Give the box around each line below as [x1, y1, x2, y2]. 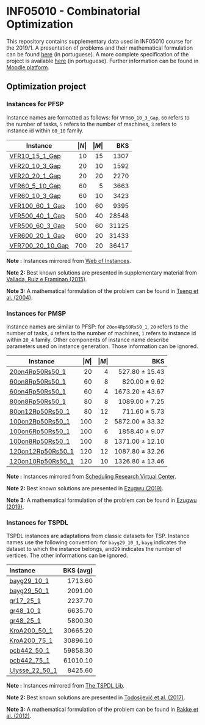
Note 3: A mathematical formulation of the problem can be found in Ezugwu [6, 496, 197, 504]
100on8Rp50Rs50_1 [9, 437, 70, 446]
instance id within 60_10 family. [6, 127, 84, 134]
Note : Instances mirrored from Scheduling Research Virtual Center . [6, 473, 177, 480]
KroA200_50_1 [9, 626, 53, 635]
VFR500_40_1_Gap [9, 211, 65, 220]
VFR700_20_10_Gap [9, 241, 69, 249]
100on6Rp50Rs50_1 [9, 427, 70, 436]
